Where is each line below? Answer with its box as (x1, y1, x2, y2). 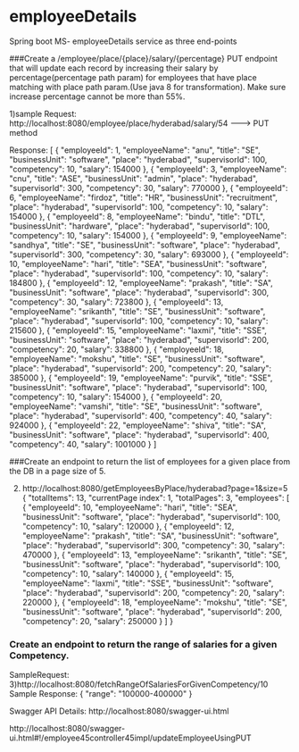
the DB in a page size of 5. (9, 465, 106, 476)
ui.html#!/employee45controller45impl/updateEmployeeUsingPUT (9, 732, 252, 743)
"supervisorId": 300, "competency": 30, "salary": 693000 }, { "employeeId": (9, 248, 289, 260)
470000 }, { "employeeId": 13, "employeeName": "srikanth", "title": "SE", (21, 549, 288, 560)
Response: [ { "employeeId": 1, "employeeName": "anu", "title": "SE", (9, 145, 261, 155)
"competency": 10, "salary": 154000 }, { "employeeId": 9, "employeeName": (9, 230, 287, 240)
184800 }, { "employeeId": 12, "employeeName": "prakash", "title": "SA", (9, 277, 274, 288)
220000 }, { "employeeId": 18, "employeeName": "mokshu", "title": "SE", (21, 597, 287, 607)
